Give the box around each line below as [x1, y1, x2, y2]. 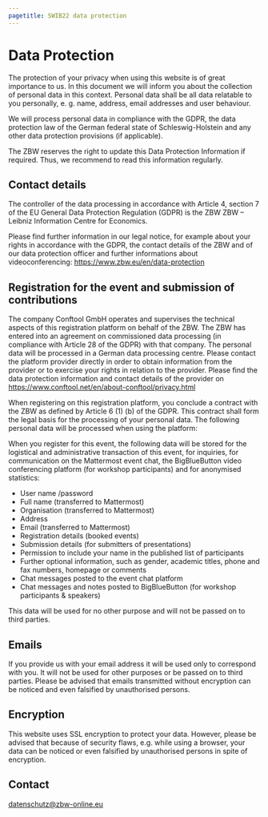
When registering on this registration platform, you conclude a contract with [8, 398, 258, 408]
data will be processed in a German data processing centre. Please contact [8, 348, 256, 358]
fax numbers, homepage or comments [19, 565, 146, 575]
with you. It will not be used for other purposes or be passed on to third [8, 668, 243, 677]
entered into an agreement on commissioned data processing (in [8, 332, 222, 341]
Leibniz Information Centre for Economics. [8, 216, 148, 226]
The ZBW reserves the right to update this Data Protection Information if [8, 146, 246, 156]
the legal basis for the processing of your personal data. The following [8, 415, 240, 425]
